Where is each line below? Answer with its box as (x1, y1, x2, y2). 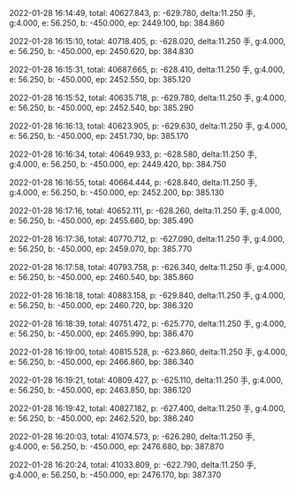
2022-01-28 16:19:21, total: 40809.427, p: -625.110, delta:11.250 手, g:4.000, (9, 375, 284, 385)
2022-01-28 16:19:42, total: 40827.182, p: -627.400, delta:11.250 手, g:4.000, (9, 403, 286, 414)
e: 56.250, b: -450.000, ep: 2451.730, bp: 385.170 (9, 131, 189, 141)
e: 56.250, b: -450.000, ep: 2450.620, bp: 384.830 (9, 46, 194, 56)
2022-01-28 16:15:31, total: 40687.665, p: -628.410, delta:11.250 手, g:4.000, (9, 65, 285, 74)
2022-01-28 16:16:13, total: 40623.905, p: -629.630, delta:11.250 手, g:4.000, (9, 120, 288, 131)
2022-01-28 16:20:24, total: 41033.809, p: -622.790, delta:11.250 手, (9, 460, 257, 470)
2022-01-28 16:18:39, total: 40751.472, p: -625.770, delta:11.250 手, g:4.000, (9, 318, 287, 329)
